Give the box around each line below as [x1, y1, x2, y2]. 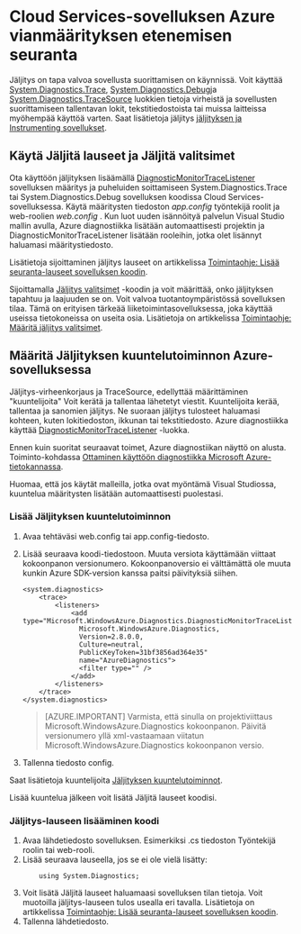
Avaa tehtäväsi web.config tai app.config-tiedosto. [22, 530, 209, 541]
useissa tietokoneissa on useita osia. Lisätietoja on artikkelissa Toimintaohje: [9, 313, 292, 323]
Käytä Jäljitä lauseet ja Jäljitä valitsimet [9, 149, 235, 164]
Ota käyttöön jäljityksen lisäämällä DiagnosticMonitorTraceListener [9, 172, 256, 183]
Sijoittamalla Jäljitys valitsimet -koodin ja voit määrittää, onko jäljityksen [9, 284, 274, 295]
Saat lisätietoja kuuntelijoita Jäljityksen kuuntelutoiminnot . [9, 775, 223, 785]
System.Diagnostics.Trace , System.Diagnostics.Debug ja [9, 84, 217, 95]
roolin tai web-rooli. [22, 845, 95, 856]
